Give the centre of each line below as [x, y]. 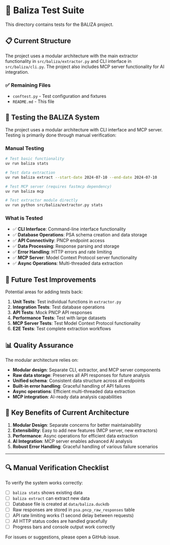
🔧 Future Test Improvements [51, 279]
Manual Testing [25, 148]
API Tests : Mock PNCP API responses [52, 313]
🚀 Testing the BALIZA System [52, 117]
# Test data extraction [30, 173]
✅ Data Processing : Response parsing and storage [66, 246]
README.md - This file [33, 101]
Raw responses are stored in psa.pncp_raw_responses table [74, 509]
